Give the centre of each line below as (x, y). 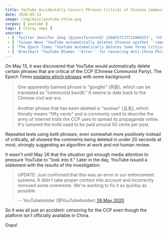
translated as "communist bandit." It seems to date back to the (82, 92)
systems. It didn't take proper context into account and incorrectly (85, 180)
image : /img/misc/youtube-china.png (43, 19)
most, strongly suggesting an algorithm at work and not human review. (78, 144)
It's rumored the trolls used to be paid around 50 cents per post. (83, 124)
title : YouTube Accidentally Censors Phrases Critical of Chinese (76, 10)
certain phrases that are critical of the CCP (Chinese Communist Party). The (83, 71)
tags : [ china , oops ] (29, 28)
